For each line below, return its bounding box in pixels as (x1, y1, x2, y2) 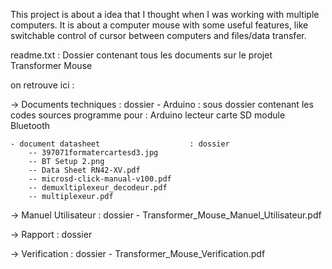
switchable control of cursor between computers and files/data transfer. (10, 30, 307, 41)
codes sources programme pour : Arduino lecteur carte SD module (10, 109, 286, 121)
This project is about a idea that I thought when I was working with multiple (10, 9, 320, 20)
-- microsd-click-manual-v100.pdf (28, 174, 172, 184)
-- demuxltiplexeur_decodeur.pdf (28, 183, 168, 193)
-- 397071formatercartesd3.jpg (28, 148, 159, 158)
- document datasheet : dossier (10, 139, 230, 149)
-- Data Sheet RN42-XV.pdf (28, 165, 141, 175)
